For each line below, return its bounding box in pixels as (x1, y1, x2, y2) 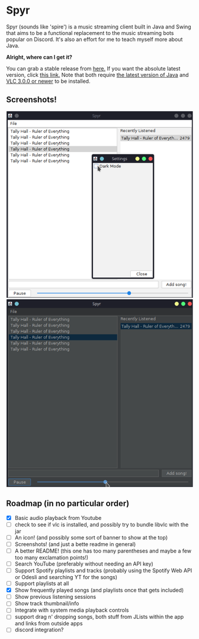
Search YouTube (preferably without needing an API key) (14, 560, 154, 567)
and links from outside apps (14, 620, 83, 627)
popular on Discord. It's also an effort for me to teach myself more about (6, 36, 183, 43)
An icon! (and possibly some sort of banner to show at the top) (14, 534, 168, 541)
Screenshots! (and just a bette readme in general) (14, 540, 136, 548)
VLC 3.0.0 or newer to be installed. (6, 78, 91, 85)
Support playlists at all (14, 580, 69, 587)
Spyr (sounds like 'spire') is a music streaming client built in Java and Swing (6, 23, 191, 30)
